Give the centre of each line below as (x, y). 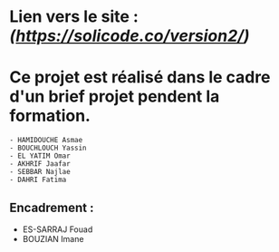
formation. (50, 116)
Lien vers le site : (74, 17)
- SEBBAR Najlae (40, 172)
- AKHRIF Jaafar (40, 164)
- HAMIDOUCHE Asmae (46, 141)
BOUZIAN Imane (53, 238)
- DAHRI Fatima (38, 180)
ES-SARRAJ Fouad (58, 229)
